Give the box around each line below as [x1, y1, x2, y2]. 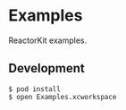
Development [8, 61, 86, 76]
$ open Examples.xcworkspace [8, 92, 117, 101]
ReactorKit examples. [8, 35, 87, 46]
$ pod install [8, 84, 62, 94]
